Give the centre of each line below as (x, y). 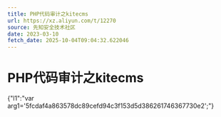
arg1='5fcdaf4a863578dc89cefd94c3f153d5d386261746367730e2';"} (111, 106)
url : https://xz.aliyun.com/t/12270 (62, 21)
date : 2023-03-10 (33, 34)
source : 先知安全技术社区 (42, 27)
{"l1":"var (21, 98)
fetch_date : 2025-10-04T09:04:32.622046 (68, 41)
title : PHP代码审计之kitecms (48, 14)
